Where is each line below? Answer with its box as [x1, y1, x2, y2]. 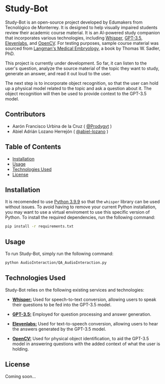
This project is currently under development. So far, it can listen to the [5, 60, 147, 66]
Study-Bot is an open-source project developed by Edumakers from [5, 19, 143, 25]
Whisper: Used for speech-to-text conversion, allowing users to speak [12, 296, 157, 302]
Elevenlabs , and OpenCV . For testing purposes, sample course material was [5, 40, 159, 46]
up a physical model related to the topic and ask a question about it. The [5, 85, 152, 91]
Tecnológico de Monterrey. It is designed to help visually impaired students [5, 24, 158, 30]
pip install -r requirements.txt [5, 224, 74, 229]
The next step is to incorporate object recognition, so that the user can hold [5, 80, 159, 86]
